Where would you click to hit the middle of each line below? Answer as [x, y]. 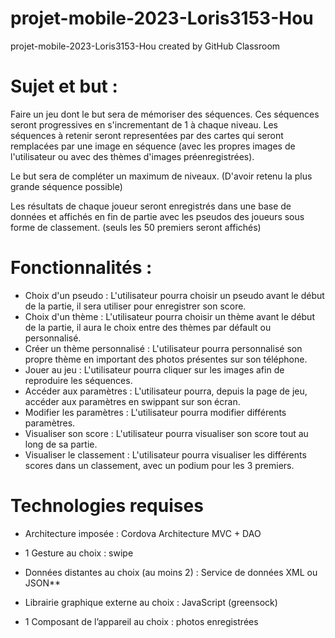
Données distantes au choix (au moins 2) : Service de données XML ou [171, 572]
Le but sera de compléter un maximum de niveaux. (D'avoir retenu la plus [161, 176]
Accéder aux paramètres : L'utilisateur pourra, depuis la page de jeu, [166, 391]
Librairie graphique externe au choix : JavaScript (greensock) [151, 602]
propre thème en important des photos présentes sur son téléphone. [166, 359]
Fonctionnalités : [81, 268]
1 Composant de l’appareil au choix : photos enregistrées [141, 621]
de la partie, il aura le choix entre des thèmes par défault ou [148, 327]
